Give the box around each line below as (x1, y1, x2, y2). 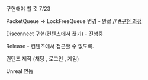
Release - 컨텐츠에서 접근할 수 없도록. (6, 43, 94, 49)
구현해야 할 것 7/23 (6, 5, 51, 12)
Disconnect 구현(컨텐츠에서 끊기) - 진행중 (6, 30, 104, 37)
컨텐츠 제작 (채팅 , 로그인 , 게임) (6, 55, 79, 62)
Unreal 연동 (6, 68, 34, 75)
